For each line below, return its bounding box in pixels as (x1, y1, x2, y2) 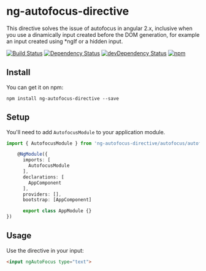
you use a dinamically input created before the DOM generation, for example (6, 31, 200, 38)
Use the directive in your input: (6, 246, 84, 254)
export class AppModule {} (22, 208, 92, 214)
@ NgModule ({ (17, 151, 48, 158)
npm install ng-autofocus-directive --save (6, 95, 120, 102)
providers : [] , (22, 191, 62, 197)
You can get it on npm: (6, 83, 64, 91)
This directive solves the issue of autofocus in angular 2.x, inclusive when (6, 25, 193, 32)
